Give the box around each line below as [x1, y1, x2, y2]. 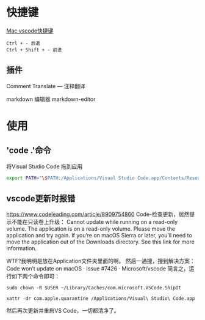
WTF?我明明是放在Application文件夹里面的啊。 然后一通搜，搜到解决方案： [6, 258, 195, 265]
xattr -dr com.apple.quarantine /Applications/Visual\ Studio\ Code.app [6, 296, 195, 302]
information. [6, 245, 37, 252]
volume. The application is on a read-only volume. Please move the [6, 225, 176, 233]
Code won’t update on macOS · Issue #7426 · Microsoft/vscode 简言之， [6, 265, 189, 272]
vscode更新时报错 [6, 193, 76, 204]
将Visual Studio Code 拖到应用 [6, 163, 83, 170]
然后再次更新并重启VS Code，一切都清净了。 [6, 307, 120, 314]
